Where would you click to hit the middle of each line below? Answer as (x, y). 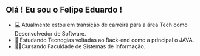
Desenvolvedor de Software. (50, 33)
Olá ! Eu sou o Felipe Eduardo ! (64, 10)
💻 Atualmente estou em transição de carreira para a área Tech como (101, 25)
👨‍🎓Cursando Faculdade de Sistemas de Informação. (80, 46)
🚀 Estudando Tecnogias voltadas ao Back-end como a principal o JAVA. (104, 40)
